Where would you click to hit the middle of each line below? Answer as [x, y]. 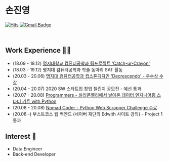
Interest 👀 [21, 136]
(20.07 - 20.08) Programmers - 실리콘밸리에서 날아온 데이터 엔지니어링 [84, 95]
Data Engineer [27, 149]
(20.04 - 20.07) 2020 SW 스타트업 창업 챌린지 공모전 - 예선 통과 [77, 89]
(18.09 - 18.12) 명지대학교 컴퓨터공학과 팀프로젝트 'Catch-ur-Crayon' [81, 63]
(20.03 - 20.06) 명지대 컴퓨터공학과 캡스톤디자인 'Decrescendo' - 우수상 [85, 76]
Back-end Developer [34, 154]
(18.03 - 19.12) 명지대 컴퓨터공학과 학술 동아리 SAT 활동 [68, 69]
